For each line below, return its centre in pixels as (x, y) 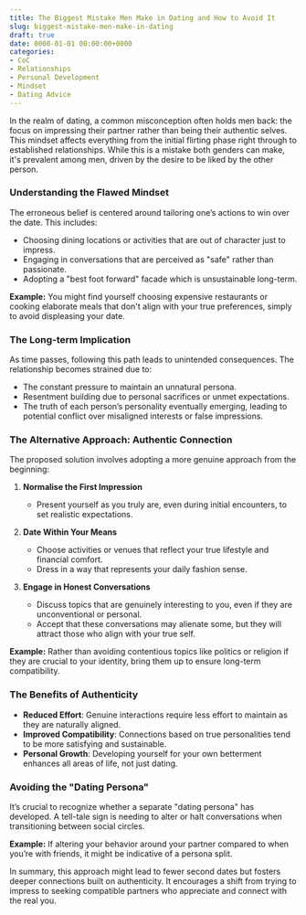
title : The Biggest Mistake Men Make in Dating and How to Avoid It (142, 18)
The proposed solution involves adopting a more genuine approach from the (153, 460)
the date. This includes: (53, 222)
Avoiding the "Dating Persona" (79, 787)
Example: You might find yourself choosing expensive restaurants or (138, 296)
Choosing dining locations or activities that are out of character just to (154, 239)
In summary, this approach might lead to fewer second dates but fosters (145, 871)
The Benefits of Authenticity (74, 695)
